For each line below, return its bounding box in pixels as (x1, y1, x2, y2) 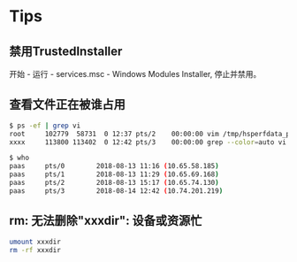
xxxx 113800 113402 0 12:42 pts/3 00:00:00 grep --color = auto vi (9, 137, 287, 147)
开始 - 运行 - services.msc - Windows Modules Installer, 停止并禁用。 (9, 69, 262, 79)
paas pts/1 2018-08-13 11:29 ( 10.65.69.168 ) (9, 170, 219, 179)
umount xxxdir (9, 237, 62, 246)
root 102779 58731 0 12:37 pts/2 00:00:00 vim (9, 129, 219, 138)
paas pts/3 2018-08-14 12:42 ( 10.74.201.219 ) (9, 186, 224, 196)
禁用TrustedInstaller (9, 43, 123, 58)
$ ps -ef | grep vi (9, 121, 81, 130)
